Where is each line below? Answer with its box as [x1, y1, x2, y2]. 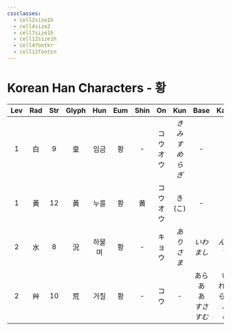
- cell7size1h [13, 29, 54, 36]
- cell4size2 [13, 23, 51, 30]
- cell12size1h [13, 36, 57, 43]
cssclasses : [7, 10, 41, 17]
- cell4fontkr [13, 42, 54, 49]
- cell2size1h [13, 17, 54, 23]
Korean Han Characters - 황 [7, 81, 166, 96]
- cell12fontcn [13, 49, 57, 56]
